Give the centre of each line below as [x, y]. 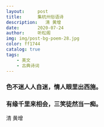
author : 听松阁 [28, 33]
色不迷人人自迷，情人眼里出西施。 [54, 87]
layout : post [27, 11]
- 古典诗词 [28, 66]
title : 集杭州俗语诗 [35, 17]
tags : [13, 55]
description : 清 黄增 [34, 22]
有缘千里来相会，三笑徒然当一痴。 [54, 104]
